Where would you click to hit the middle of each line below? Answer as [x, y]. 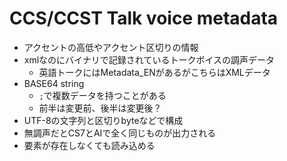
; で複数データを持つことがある [102, 95]
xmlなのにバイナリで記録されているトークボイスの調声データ [149, 59]
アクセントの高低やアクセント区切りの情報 [111, 47]
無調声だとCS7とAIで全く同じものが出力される [120, 133]
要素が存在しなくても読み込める [89, 145]
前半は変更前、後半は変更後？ [100, 108]
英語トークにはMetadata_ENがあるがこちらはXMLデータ [154, 72]
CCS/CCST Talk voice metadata [144, 18]
